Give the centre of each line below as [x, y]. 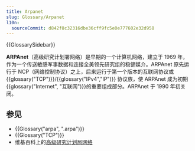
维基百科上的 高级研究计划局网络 [53, 142]
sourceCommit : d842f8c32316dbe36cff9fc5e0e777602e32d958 [83, 28]
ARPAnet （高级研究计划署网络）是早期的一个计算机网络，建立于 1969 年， [97, 57]
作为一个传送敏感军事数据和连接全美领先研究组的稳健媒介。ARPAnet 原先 [95, 64]
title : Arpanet [25, 12]
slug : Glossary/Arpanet [35, 17]
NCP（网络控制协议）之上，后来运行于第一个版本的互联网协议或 [96, 72]
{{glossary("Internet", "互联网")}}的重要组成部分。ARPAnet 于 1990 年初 [93, 87]
